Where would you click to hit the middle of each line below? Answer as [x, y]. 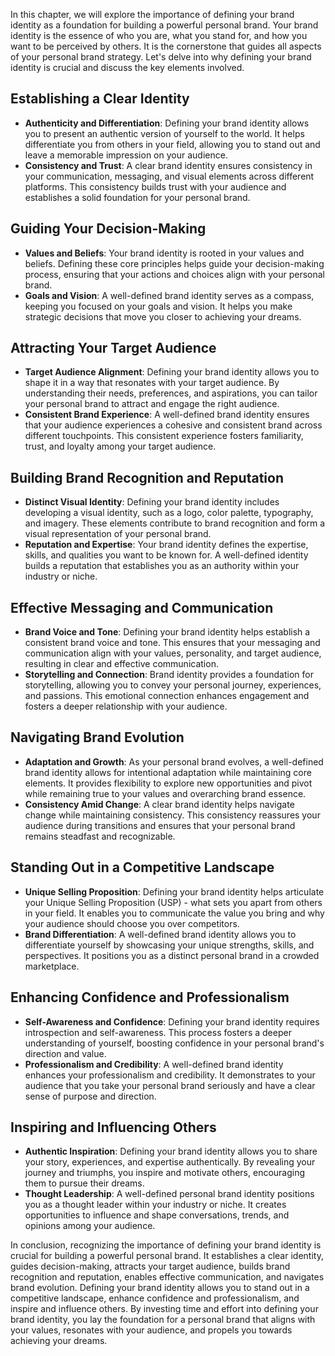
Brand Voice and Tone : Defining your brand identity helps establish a [167, 632]
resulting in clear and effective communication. [121, 664]
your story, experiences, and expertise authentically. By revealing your [170, 1162]
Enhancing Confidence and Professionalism [150, 997]
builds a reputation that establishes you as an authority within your [162, 566]
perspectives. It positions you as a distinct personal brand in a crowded [172, 955]
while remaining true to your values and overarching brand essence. [165, 793]
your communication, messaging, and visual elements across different [169, 176]
